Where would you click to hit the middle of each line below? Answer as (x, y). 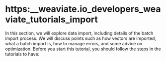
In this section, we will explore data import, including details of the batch (79, 33)
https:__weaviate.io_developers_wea (83, 9)
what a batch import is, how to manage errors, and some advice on (74, 43)
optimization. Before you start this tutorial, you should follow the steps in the (83, 49)
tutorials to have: (22, 54)
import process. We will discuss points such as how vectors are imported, (81, 38)
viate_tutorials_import (52, 19)
